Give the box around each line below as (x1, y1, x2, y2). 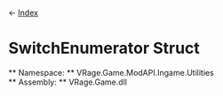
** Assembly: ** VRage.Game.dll (8, 77, 128, 87)
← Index (8, 8, 39, 18)
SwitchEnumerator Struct (8, 39, 201, 58)
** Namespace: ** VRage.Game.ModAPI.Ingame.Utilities (8, 67, 214, 78)
